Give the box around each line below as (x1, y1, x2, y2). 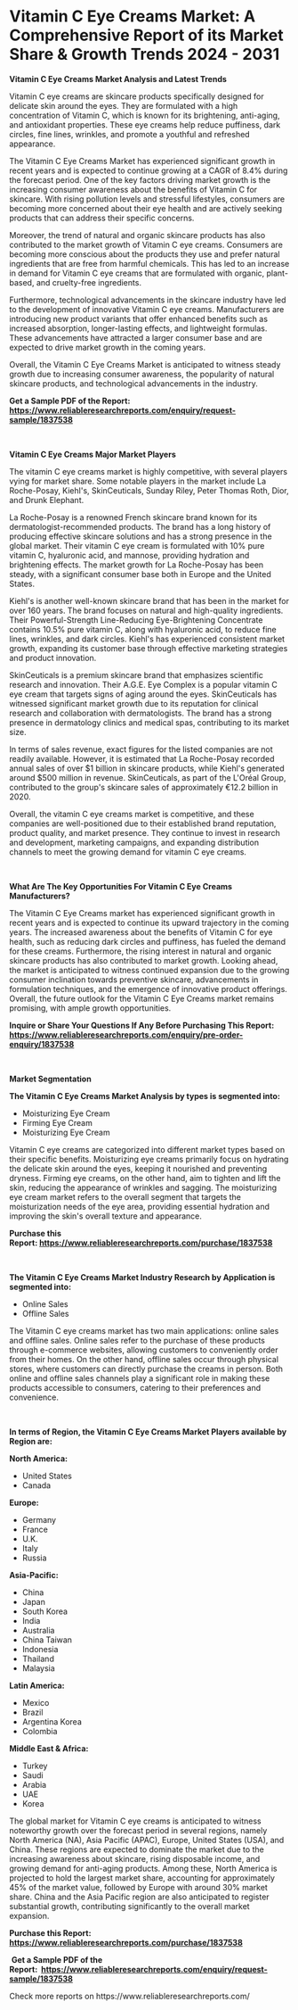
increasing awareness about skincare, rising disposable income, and (9, 1853, 261, 1864)
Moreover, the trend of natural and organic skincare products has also (9, 229, 266, 240)
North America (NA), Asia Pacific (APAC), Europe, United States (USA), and (9, 1834, 285, 1845)
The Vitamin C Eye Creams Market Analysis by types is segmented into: (9, 1090, 280, 1101)
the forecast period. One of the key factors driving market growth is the (9, 174, 271, 185)
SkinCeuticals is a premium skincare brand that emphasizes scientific (9, 669, 264, 680)
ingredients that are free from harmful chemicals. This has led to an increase (9, 258, 290, 269)
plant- (266, 268, 289, 278)
